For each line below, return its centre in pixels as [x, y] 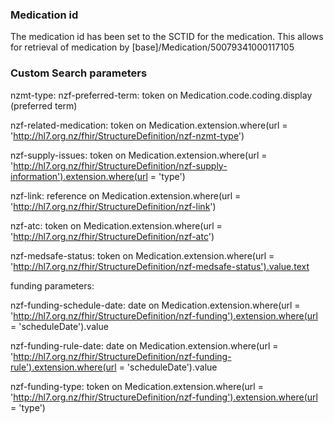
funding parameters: [52, 285]
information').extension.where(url [79, 176]
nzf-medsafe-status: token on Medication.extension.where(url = [142, 255]
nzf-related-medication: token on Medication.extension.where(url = [149, 125]
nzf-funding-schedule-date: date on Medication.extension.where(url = [155, 305]
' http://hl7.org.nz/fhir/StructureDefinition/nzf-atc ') [112, 236]
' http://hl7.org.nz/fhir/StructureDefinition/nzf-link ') [113, 206]
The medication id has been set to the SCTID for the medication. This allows [167, 37]
